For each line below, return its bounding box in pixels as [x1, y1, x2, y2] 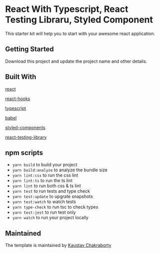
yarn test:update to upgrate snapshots [12, 193, 93, 200]
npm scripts [5, 148, 43, 157]
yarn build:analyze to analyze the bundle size [12, 167, 108, 173]
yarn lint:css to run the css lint [12, 172, 79, 178]
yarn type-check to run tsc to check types [12, 204, 98, 210]
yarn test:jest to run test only [12, 209, 76, 215]
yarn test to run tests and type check [12, 188, 90, 194]
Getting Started [5, 45, 54, 53]
